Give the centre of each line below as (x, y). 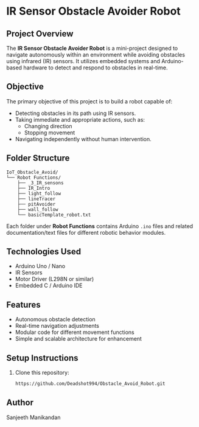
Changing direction (48, 126)
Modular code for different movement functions (75, 332)
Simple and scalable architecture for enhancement (78, 339)
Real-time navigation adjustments (57, 326)
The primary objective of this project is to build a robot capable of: (89, 101)
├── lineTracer (37, 199)
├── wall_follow (38, 209)
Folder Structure (38, 158)
